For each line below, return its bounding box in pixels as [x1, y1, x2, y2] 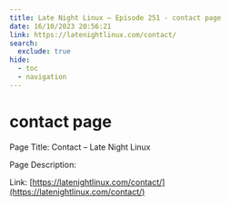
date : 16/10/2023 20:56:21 [9, 22, 112, 31]
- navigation [17, 73, 67, 82]
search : [9, 38, 39, 48]
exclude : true [17, 47, 71, 56]
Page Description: [9, 159, 77, 170]
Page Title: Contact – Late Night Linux [9, 142, 152, 152]
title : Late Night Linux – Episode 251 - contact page [9, 13, 222, 23]
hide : [9, 55, 30, 64]
